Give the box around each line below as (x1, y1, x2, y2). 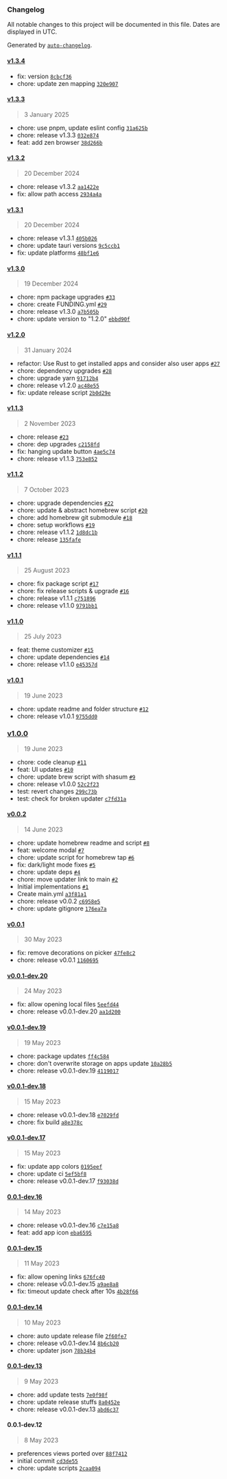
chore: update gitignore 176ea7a (16, 904, 107, 913)
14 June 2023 (23, 825, 63, 834)
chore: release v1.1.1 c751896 (16, 594, 96, 602)
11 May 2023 (23, 1259, 60, 1268)
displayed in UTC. (7, 27, 58, 36)
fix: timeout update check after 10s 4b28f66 (16, 1287, 139, 1296)
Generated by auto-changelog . (7, 41, 93, 49)
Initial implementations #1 (16, 882, 89, 891)
